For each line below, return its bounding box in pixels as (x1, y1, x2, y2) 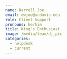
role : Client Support (5, 17, 51, 22)
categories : (5, 36, 30, 42)
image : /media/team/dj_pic (5, 31, 62, 36)
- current (10, 46, 30, 51)
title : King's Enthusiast (5, 27, 60, 32)
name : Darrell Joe (5, 7, 44, 13)
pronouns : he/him (5, 22, 42, 27)
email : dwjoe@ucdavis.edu (5, 12, 60, 17)
